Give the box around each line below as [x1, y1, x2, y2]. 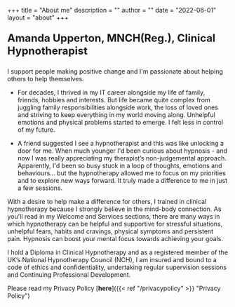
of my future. [17, 125, 55, 134]
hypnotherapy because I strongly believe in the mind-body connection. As [7, 205, 222, 213]
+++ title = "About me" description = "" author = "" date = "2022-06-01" [7, 6, 217, 14]
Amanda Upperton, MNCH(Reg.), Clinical [7, 32, 216, 45]
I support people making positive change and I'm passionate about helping [7, 67, 223, 76]
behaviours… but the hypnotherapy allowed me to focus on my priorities [17, 169, 226, 177]
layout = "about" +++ [7, 13, 69, 22]
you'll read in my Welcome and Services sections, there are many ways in [7, 212, 220, 220]
